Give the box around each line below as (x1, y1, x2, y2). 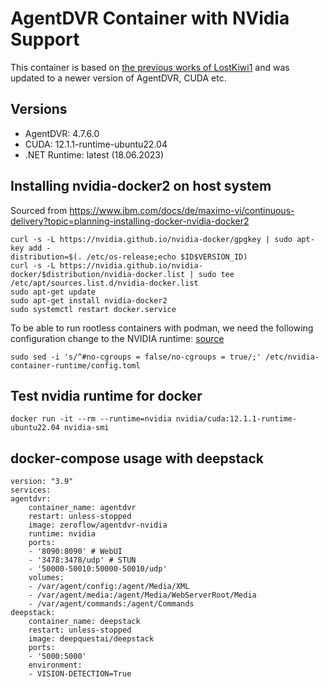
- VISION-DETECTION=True (28, 669, 132, 679)
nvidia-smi (63, 423, 110, 433)
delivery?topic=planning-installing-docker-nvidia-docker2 (10, 215, 250, 227)
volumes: (28, 573, 65, 583)
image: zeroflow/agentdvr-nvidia (28, 520, 168, 531)
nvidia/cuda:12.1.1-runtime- (175, 414, 298, 424)
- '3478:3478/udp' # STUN (28, 555, 137, 566)
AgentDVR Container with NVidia (10, 7, 290, 30)
